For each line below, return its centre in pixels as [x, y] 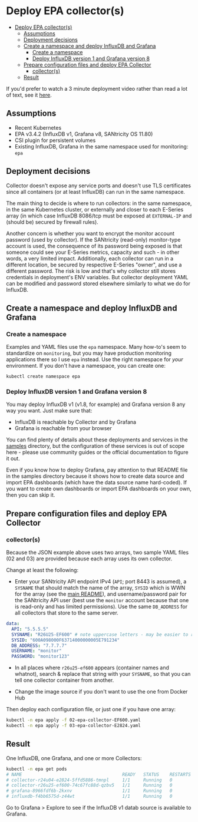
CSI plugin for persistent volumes [55, 140]
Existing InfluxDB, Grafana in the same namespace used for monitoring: [101, 146]
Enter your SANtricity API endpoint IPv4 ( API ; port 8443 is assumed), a [100, 582]
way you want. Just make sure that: [49, 411]
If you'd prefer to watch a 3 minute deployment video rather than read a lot [97, 88]
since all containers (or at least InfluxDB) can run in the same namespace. [96, 192]
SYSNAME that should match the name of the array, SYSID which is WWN [100, 588]
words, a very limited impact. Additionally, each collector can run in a [90, 258]
